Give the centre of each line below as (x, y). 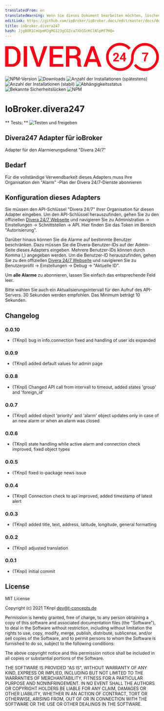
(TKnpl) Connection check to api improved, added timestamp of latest (82, 496)
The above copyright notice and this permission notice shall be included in (80, 653)
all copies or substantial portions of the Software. (54, 658)
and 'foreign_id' (28, 392)
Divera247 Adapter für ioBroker (54, 138)
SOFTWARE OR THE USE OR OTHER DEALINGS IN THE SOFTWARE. (73, 704)
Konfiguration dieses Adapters (53, 198)
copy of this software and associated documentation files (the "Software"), (81, 622)
